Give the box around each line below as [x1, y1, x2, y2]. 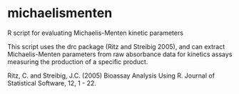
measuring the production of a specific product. [7, 57, 148, 66]
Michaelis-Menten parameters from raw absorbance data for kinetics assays [7, 50, 233, 58]
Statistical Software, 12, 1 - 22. [7, 78, 96, 87]
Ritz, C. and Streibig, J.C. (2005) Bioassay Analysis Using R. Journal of [7, 71, 215, 80]
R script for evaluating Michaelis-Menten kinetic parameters [7, 28, 184, 37]
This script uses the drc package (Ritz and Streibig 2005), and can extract [7, 42, 225, 51]
